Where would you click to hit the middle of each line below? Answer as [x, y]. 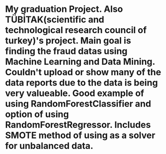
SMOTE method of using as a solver [80, 135]
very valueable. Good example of [75, 93]
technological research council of [76, 30]
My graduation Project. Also [64, 9]
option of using [37, 114]
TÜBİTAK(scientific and [55, 20]
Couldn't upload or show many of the [83, 72]
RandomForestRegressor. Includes [78, 125]
